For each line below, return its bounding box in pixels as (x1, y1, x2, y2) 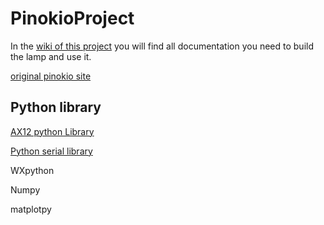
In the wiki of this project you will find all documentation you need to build (10, 40, 314, 52)
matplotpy (10, 203, 52, 215)
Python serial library (10, 145, 93, 157)
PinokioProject (10, 7, 135, 30)
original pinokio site (10, 70, 92, 82)
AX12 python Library (10, 125, 95, 137)
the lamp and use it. (10, 50, 92, 62)
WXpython (10, 164, 55, 176)
